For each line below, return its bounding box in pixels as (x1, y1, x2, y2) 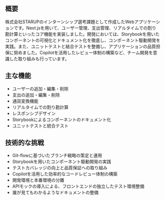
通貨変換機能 (12, 98, 38, 104)
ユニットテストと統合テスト (12, 122, 69, 128)
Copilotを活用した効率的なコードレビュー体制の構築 (12, 171, 118, 177)
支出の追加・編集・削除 (12, 92, 60, 98)
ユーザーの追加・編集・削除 (12, 85, 69, 91)
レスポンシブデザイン (12, 110, 56, 116)
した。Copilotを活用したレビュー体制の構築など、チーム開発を (26, 49, 153, 55)
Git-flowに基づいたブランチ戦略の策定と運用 (12, 153, 102, 159)
